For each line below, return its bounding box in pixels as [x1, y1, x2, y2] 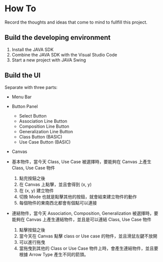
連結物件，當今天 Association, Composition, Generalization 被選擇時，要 [11, 210, 159, 216]
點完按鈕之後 [19, 175, 45, 181]
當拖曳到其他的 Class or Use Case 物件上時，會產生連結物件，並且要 [19, 245, 159, 251]
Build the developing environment [4, 33, 111, 42]
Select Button [19, 113, 47, 118]
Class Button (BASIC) [19, 134, 63, 140]
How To [4, 3, 36, 14]
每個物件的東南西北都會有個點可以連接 [19, 200, 97, 205]
